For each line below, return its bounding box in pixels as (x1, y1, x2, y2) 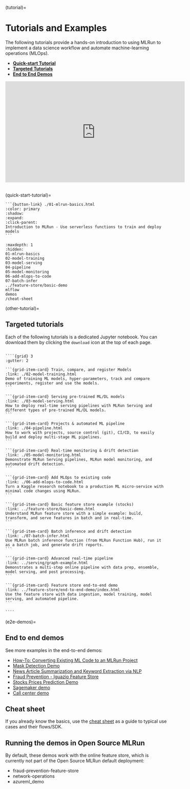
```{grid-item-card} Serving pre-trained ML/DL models (5, 394, 125, 399)
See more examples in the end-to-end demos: (5, 647, 103, 653)
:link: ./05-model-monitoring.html (5, 452, 81, 457)
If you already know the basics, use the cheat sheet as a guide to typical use (5, 718, 167, 724)
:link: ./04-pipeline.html (5, 426, 63, 431)
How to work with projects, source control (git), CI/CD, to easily (5, 430, 155, 435)
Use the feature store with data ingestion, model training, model (5, 591, 153, 597)
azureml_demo (12, 779, 45, 785)
